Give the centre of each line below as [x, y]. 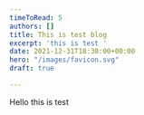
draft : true [32, 69]
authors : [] [32, 26]
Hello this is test [39, 101]
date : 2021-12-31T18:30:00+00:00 [72, 52]
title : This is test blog [58, 34]
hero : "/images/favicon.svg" [64, 60]
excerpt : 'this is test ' [58, 43]
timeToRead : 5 [36, 18]
